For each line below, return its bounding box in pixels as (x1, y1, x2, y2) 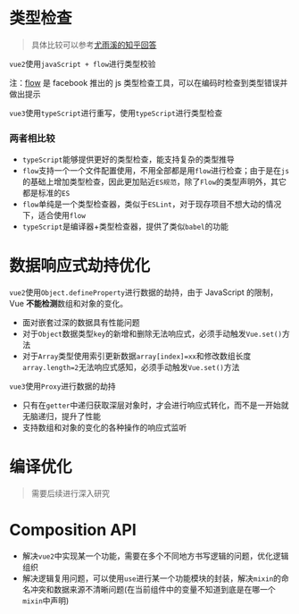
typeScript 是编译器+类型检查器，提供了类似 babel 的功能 (21, 221, 229, 232)
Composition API (9, 520, 137, 541)
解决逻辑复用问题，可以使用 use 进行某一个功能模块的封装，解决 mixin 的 (21, 573, 282, 584)
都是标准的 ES (21, 188, 71, 198)
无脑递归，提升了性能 (21, 411, 101, 422)
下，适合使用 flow (21, 210, 87, 221)
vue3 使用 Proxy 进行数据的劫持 (9, 381, 116, 391)
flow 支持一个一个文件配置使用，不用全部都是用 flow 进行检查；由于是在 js (21, 165, 290, 176)
